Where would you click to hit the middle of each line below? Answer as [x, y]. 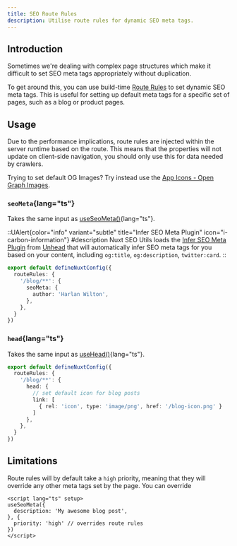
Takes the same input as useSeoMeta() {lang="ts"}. [81, 219]
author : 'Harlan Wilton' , [71, 294]
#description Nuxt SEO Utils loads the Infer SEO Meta [149, 240]
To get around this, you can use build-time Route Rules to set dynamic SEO [116, 87]
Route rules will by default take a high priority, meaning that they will [107, 478]
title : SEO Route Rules [42, 14]
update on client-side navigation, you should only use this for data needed [115, 157]
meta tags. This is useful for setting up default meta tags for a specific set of [119, 95]
